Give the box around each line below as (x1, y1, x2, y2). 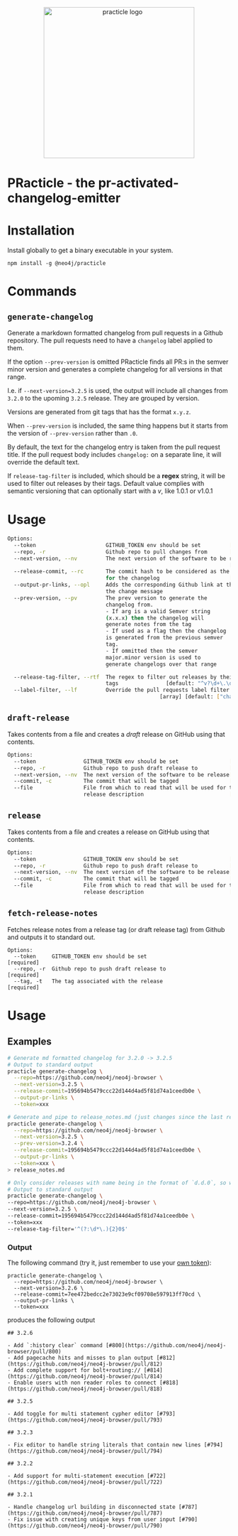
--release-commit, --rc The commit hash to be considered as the (13, 568, 230, 575)
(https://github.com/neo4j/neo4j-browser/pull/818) (7, 1385, 163, 1392)
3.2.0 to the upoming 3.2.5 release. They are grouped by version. (7, 394, 200, 403)
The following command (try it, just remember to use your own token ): (7, 1258, 212, 1267)
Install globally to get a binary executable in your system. (7, 246, 174, 255)
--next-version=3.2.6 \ (13, 1284, 84, 1292)
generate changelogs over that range (105, 661, 217, 668)
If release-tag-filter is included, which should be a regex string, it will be (7, 472, 225, 480)
